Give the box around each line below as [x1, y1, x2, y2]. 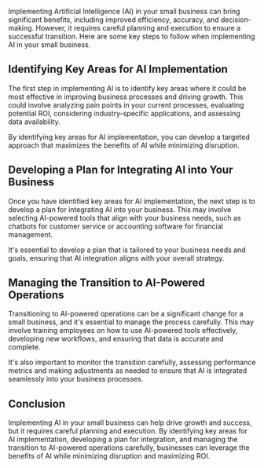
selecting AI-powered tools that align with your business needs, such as [8, 213, 241, 222]
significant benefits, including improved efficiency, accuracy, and [8, 15, 219, 24]
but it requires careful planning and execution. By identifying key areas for [8, 426, 248, 436]
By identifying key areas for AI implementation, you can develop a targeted [8, 132, 250, 141]
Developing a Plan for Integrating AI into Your [8, 163, 233, 177]
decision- [220, 15, 251, 24]
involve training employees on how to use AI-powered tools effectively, [8, 326, 238, 335]
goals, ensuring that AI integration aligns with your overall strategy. [8, 253, 225, 262]
